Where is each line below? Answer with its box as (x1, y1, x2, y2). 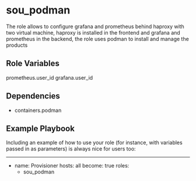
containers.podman (14, 107, 62, 114)
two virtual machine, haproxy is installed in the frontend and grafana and (6, 29, 181, 36)
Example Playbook (6, 124, 75, 134)
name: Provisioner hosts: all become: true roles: (14, 162, 129, 169)
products (6, 42, 28, 49)
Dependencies (6, 91, 60, 101)
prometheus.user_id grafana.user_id (6, 74, 93, 81)
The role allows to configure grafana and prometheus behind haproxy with (6, 23, 185, 30)
